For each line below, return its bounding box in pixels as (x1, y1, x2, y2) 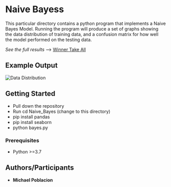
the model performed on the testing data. (5, 37, 92, 43)
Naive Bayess (5, 4, 64, 15)
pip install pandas (12, 113, 50, 120)
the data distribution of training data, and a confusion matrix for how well (5, 31, 159, 37)
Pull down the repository (12, 103, 65, 109)
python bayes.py (12, 124, 48, 131)
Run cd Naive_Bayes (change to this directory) (12, 108, 111, 114)
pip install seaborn (12, 119, 52, 125)
